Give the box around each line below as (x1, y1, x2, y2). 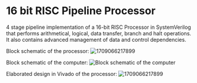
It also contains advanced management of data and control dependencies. (6, 36, 186, 43)
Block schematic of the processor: (6, 47, 89, 54)
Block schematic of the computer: (6, 59, 88, 66)
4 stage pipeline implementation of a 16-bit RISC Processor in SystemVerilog (6, 24, 191, 31)
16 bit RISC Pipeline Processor (6, 4, 156, 18)
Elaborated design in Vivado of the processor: (6, 70, 118, 77)
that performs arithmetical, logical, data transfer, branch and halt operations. (6, 29, 192, 36)
